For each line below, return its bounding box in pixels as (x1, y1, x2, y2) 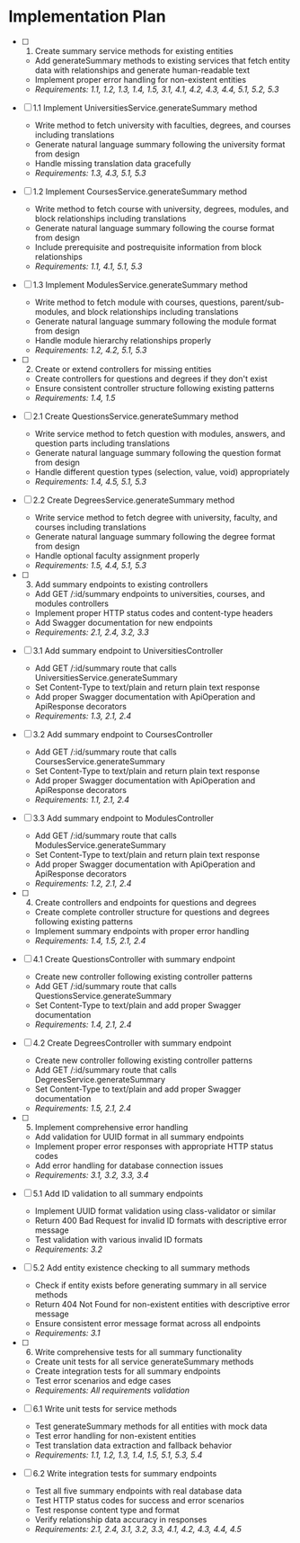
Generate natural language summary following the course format (34, 222, 275, 233)
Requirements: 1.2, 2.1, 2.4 (34, 878, 132, 888)
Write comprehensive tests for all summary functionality (34, 1346, 243, 1357)
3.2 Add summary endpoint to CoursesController (32, 728, 213, 739)
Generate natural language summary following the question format (34, 447, 282, 458)
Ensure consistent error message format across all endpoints (34, 1317, 261, 1328)
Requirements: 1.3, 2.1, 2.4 (34, 710, 132, 721)
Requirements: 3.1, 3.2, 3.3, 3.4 (34, 1169, 149, 1180)
